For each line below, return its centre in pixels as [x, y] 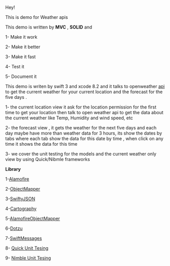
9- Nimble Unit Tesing [28, 258]
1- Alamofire [17, 179]
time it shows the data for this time [41, 144]
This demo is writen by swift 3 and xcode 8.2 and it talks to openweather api [85, 86]
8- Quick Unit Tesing [27, 248]
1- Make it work [21, 37]
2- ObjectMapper [23, 189]
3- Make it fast [21, 57]
